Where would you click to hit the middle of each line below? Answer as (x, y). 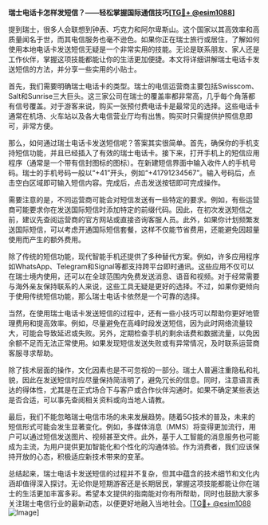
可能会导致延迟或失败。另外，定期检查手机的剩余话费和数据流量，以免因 (141, 333)
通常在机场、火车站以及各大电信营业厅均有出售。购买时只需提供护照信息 (127, 116)
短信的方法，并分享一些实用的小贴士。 (78, 69)
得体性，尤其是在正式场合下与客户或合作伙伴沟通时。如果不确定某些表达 (141, 390)
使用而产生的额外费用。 (47, 239)
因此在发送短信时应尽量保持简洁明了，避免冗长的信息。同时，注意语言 (137, 380)
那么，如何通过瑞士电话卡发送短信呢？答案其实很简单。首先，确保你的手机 (130, 143)
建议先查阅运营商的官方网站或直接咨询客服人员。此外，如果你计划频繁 (137, 219)
